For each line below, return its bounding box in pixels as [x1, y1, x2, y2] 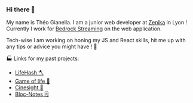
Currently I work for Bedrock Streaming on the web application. [6, 25, 163, 32]
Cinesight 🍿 [14, 84, 44, 91]
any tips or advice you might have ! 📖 [6, 43, 97, 50]
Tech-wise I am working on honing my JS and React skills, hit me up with [6, 37, 186, 44]
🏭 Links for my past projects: [6, 55, 79, 62]
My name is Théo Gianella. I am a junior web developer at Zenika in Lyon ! [6, 19, 187, 26]
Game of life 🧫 [14, 77, 50, 85]
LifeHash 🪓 [14, 69, 44, 76]
